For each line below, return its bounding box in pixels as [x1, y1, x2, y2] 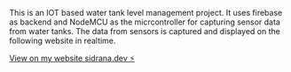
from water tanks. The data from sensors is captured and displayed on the [9, 26, 281, 36]
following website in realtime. [9, 35, 116, 46]
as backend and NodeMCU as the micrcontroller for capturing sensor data [9, 17, 281, 27]
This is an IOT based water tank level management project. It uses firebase [9, 8, 283, 18]
